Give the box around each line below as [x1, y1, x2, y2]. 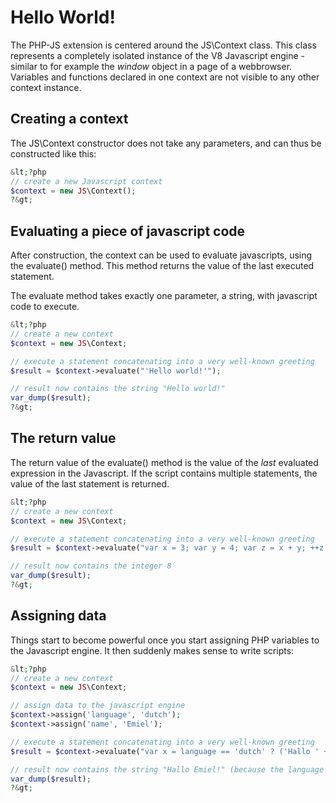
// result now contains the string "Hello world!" [10, 384, 226, 394]
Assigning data [10, 607, 107, 625]
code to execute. [10, 301, 80, 313]
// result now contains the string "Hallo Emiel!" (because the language [10, 764, 325, 775]
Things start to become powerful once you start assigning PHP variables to [10, 634, 320, 646]
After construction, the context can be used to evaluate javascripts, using [10, 249, 313, 261]
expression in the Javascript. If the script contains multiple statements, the [10, 467, 318, 479]
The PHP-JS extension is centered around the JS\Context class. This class [10, 39, 317, 51]
